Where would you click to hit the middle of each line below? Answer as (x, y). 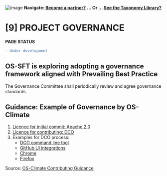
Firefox (27, 159)
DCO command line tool (44, 143)
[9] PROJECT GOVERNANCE (65, 28)
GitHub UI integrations (43, 148)
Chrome (28, 153)
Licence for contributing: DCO (43, 132)
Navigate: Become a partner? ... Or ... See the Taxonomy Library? (93, 8)
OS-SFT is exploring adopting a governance (75, 67)
